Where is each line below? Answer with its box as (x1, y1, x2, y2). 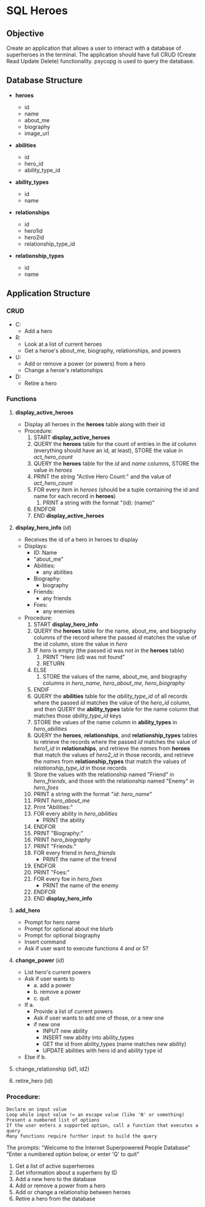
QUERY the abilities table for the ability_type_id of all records (33, 692, 188, 700)
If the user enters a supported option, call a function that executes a (6, 1122, 199, 1129)
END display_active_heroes (33, 512, 105, 519)
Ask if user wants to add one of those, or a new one (33, 1014, 164, 1021)
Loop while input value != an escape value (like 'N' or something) (6, 1112, 185, 1118)
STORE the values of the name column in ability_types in (33, 718, 177, 725)
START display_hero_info (33, 620, 99, 628)
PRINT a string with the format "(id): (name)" (42, 499, 155, 506)
